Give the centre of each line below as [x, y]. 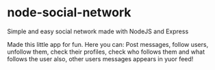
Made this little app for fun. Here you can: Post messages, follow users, [108, 44]
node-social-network [69, 13]
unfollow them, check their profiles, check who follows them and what [106, 52]
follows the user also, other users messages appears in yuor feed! [100, 58]
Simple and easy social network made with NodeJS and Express [98, 31]
